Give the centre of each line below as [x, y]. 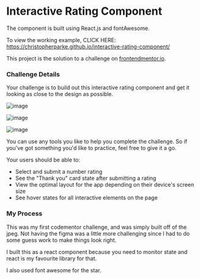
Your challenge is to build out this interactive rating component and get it [98, 87]
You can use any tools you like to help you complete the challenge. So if [97, 141]
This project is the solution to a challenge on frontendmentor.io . [86, 58]
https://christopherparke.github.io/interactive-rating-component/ [88, 46]
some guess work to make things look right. [61, 240]
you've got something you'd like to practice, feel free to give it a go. [91, 148]
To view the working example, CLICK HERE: [61, 40]
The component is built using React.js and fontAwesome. [78, 28]
